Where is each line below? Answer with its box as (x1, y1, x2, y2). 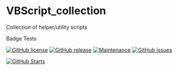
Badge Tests (6, 35, 37, 42)
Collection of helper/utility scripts (6, 24, 88, 31)
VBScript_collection (6, 4, 107, 18)
